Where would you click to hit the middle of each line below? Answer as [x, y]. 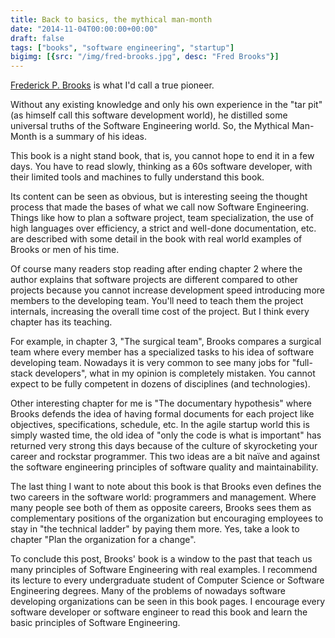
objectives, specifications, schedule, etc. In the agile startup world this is [160, 425]
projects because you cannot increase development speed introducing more [167, 290]
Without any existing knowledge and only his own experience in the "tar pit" [166, 105]
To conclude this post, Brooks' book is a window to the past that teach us [161, 559]
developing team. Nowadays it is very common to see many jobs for [150, 363]
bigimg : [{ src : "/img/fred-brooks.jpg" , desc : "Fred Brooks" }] [145, 57]
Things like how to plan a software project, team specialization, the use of [162, 218]
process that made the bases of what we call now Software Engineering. [160, 207]
